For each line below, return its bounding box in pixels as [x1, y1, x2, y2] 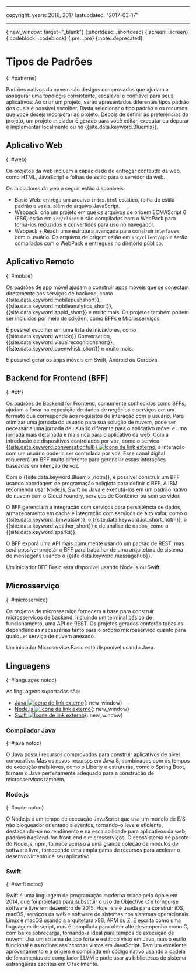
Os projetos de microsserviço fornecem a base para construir [6, 608, 155, 615]
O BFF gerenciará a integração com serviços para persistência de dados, [6, 503, 182, 511]
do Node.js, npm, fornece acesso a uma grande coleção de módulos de [6, 840, 178, 847]
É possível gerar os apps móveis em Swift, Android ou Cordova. [6, 356, 159, 363]
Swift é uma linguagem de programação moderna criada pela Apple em [6, 892, 178, 899]
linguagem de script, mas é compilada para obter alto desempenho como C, [6, 923, 189, 930]
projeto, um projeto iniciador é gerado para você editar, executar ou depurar [6, 117, 190, 124]
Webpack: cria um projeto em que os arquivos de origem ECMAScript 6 [14, 209, 187, 216]
